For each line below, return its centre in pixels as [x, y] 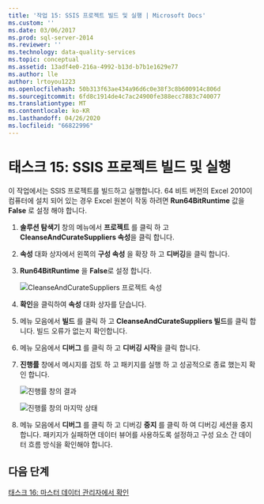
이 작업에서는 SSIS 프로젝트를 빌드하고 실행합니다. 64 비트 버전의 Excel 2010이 [130, 190]
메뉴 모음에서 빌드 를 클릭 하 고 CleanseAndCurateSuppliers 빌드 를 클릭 [134, 321]
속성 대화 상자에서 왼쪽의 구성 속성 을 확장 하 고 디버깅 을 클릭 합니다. [125, 254]
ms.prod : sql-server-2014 [51, 38]
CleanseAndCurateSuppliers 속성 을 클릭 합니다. [97, 237]
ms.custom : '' [32, 23]
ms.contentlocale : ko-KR [49, 111]
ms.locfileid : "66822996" [51, 126]
